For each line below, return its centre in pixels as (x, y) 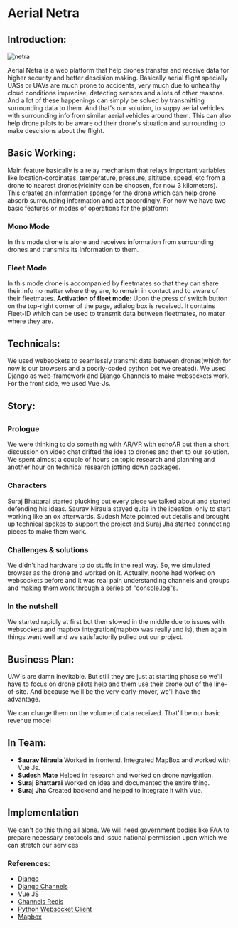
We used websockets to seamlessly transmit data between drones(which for (119, 361)
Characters (27, 485)
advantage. (24, 700)
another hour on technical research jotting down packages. (94, 467)
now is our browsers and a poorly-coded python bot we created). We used (117, 369)
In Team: (27, 743)
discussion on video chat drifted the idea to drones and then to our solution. (118, 452)
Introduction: (37, 39)
